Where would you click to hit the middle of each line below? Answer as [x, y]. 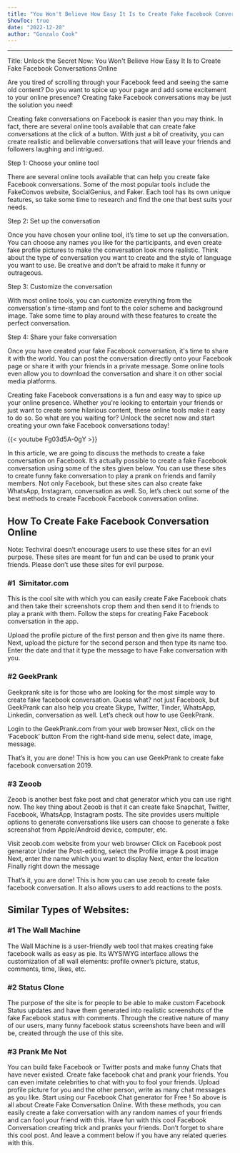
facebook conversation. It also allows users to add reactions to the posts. [115, 887]
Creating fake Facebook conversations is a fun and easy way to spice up [114, 395]
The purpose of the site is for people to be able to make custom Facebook [116, 1002]
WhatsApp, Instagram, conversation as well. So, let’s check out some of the [119, 491]
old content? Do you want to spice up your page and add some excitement [117, 90]
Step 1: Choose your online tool [53, 163]
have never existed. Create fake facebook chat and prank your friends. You [118, 1074]
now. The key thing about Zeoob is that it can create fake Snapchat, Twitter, [119, 807]
